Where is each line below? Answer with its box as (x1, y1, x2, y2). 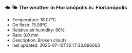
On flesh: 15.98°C (12, 22, 48, 28)
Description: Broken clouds (12, 38, 67, 43)
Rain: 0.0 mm (12, 32, 39, 38)
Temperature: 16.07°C (12, 17, 56, 23)
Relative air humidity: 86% (12, 27, 65, 33)
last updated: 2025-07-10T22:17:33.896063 (12, 42, 100, 48)
